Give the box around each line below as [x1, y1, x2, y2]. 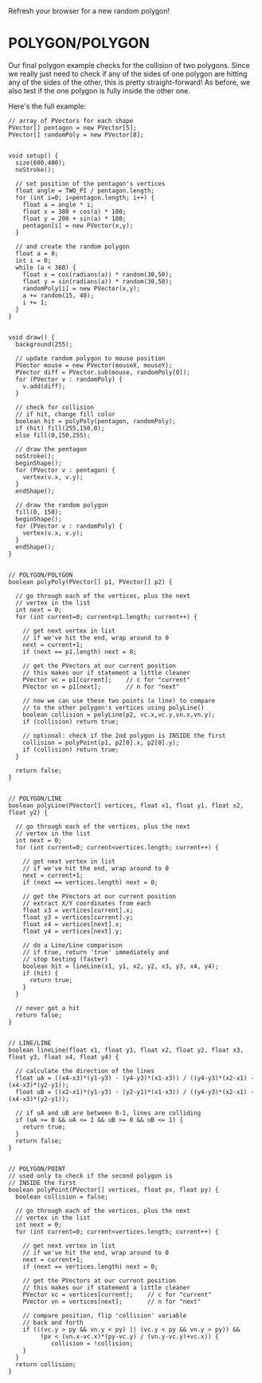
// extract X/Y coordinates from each [22, 899, 151, 907]
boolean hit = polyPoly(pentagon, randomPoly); [15, 417, 177, 425]
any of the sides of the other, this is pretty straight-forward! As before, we [8, 77, 251, 87]
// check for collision [15, 403, 94, 411]
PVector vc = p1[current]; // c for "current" [22, 676, 191, 684]
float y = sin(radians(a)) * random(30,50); [22, 277, 173, 285]
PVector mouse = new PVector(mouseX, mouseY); [15, 361, 173, 369]
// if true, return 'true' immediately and [22, 948, 170, 956]
